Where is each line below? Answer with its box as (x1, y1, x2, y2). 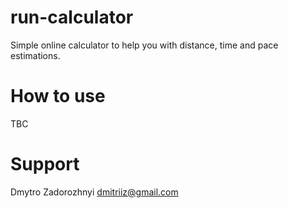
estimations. (10, 49, 61, 61)
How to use (10, 85, 106, 108)
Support (10, 153, 80, 176)
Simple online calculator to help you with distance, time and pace (10, 39, 279, 51)
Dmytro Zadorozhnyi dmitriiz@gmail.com (10, 186, 179, 198)
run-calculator (10, 6, 134, 29)
